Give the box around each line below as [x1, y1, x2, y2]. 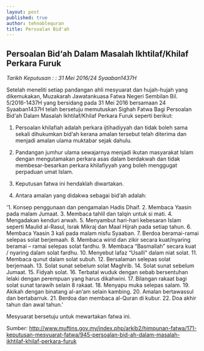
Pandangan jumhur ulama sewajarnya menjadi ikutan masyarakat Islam [15, 149, 194, 156]
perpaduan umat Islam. [15, 168, 74, 176]
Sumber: [6, 325, 28, 332]
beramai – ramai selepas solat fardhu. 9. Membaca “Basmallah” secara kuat [6, 242, 197, 250]
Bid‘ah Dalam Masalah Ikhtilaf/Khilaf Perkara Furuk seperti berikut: [6, 112, 173, 120]
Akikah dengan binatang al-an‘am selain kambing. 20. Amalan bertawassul [6, 288, 194, 295]
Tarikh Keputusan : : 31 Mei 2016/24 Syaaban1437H [6, 74, 137, 82]
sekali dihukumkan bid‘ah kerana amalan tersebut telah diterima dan [15, 131, 187, 138]
